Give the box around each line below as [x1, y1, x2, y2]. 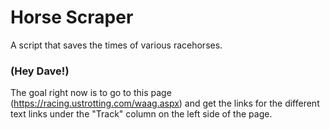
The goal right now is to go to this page [10, 87, 172, 99]
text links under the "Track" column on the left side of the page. [10, 108, 273, 120]
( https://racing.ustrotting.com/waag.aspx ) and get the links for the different [10, 97, 320, 110]
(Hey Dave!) [10, 64, 70, 78]
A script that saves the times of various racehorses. [10, 39, 223, 51]
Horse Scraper [10, 6, 134, 29]
